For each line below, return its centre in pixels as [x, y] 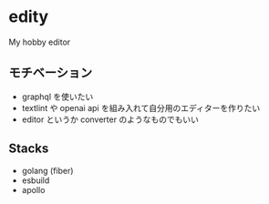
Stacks [29, 149]
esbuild [36, 180]
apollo [33, 189]
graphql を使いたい [57, 97]
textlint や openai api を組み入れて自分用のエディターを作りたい [141, 107]
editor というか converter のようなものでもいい [110, 119]
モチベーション [51, 73]
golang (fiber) [47, 170]
